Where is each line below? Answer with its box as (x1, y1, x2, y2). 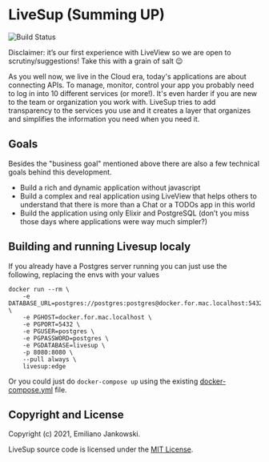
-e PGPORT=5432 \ (22, 320, 81, 328)
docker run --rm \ (8, 285, 70, 293)
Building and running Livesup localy (8, 240, 191, 254)
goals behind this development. (8, 167, 112, 177)
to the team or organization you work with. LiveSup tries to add (8, 97, 216, 106)
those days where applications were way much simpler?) (19, 216, 208, 226)
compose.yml (8, 384, 54, 394)
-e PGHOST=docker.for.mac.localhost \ (22, 313, 152, 321)
